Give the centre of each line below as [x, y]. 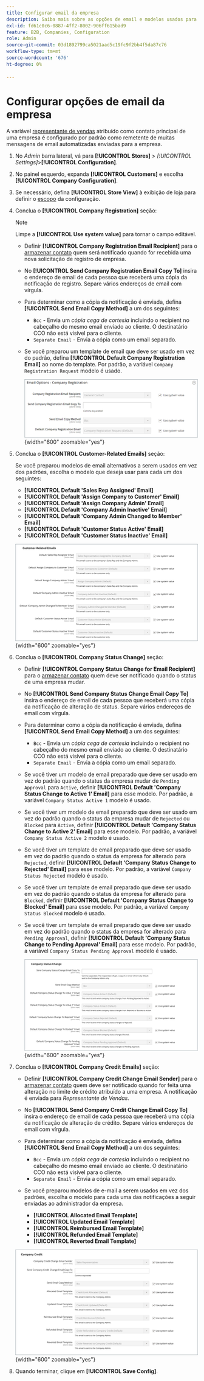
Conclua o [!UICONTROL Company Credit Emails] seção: [87, 1067]
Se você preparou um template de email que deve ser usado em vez [110, 351]
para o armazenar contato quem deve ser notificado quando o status [110, 675]
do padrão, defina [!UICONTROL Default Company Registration [104, 358]
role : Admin [21, 39]
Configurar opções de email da [86, 101]
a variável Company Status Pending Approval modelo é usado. [101, 951]
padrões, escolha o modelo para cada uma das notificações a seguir [110, 1197]
